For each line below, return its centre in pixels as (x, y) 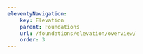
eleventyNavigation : (38, 14)
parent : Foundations (50, 27)
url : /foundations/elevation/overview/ (78, 33)
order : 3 (33, 40)
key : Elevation (42, 20)
